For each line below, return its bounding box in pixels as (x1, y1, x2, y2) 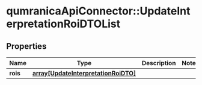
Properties (6, 41, 47, 51)
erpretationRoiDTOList (6, 17, 121, 31)
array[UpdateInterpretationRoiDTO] (32, 69, 136, 77)
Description (141, 59, 176, 67)
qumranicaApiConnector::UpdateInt (6, 4, 191, 18)
